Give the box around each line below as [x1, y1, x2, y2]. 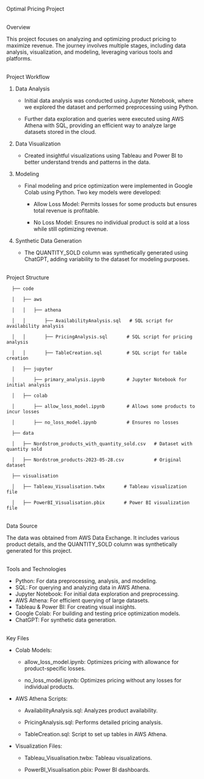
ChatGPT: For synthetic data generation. [15, 616, 117, 623]
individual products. [24, 683, 75, 690]
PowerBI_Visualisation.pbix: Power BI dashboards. [24, 766, 150, 773]
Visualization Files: [15, 742, 62, 750]
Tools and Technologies [6, 566, 67, 572]
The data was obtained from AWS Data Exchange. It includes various [6, 534, 180, 541]
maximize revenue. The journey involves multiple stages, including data [6, 42, 186, 49]
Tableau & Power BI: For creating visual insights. [15, 604, 136, 610]
